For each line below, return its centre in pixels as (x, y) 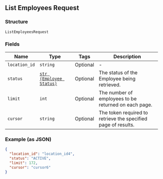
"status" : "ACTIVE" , (30, 159)
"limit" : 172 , (24, 163)
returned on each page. (126, 105)
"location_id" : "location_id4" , (42, 154)
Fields (12, 44)
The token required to (123, 113)
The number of (116, 93)
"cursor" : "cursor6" (30, 167)
